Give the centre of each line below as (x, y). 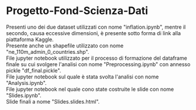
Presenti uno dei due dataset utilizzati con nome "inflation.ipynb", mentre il (96, 27)
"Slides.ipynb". (24, 95)
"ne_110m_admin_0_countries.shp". (48, 51)
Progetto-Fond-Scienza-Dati (77, 11)
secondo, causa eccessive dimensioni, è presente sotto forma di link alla (94, 33)
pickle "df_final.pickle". (34, 70)
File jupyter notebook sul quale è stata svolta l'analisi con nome (82, 77)
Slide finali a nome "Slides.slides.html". (53, 101)
